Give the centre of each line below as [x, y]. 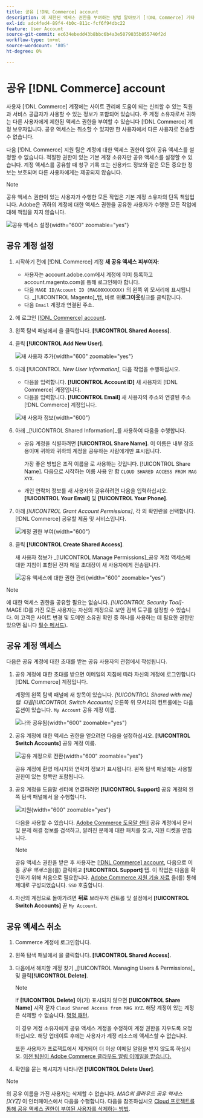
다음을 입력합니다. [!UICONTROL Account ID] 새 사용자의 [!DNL [101, 382]
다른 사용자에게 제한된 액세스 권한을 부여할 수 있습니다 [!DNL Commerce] [99, 121]
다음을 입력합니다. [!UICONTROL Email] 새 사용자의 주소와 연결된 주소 [108, 397]
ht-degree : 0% [24, 51]
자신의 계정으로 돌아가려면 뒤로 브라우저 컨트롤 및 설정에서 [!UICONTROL [102, 898]
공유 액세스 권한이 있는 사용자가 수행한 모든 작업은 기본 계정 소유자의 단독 [92, 197]
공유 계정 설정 [30, 246]
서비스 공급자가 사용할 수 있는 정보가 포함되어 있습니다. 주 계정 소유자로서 [99, 114]
